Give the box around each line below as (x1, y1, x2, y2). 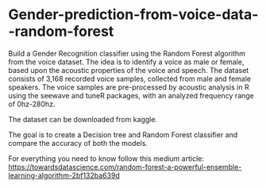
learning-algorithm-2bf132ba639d (8, 171, 121, 180)
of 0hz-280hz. (8, 99, 56, 109)
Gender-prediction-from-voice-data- (8, 6, 259, 24)
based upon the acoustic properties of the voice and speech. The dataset (8, 65, 249, 75)
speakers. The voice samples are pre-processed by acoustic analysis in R (8, 82, 249, 92)
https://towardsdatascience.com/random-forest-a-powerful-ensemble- (8, 162, 242, 171)
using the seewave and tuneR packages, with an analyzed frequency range (8, 90, 254, 100)
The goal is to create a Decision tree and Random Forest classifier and (8, 129, 238, 140)
